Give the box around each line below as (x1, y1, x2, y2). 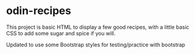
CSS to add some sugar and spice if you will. (6, 29, 116, 36)
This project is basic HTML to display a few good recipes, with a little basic (6, 23, 190, 31)
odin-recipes (6, 4, 71, 18)
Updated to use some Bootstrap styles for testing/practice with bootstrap (6, 41, 185, 48)
